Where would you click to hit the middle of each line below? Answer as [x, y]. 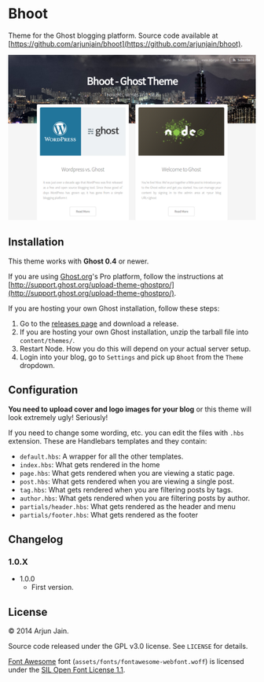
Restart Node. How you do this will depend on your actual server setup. [135, 348]
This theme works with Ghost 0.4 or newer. [79, 261]
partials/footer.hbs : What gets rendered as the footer [109, 514]
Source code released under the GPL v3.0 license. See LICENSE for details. [128, 647]
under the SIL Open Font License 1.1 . [67, 670]
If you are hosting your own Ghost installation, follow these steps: [114, 308]
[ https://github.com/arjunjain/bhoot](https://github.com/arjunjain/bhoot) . [126, 43]
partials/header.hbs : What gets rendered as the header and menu [127, 506]
